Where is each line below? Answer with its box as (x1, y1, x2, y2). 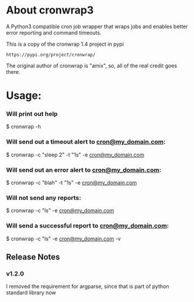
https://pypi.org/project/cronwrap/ (6, 52, 96, 57)
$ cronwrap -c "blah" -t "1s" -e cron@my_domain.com (6, 179, 137, 186)
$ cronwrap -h (6, 123, 41, 130)
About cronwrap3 (6, 4, 94, 17)
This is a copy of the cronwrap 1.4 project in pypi (6, 40, 124, 47)
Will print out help (6, 110, 58, 118)
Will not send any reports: (6, 194, 81, 202)
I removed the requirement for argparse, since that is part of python (6, 283, 169, 290)
